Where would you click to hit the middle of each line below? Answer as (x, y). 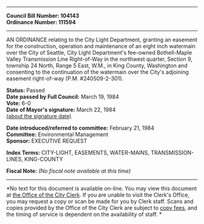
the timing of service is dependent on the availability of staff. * (84, 214)
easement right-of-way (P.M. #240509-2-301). (65, 79)
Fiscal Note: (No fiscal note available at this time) (69, 171)
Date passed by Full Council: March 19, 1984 (63, 97)
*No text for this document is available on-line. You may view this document (102, 188)
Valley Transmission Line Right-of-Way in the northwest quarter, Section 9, (99, 59)
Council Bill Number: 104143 (43, 16)
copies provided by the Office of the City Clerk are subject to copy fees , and (102, 208)
